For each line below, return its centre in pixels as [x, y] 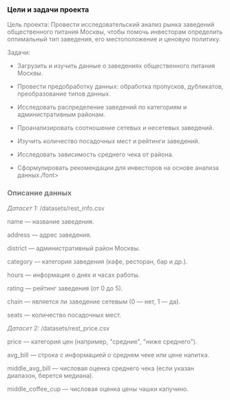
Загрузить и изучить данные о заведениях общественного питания [116, 66]
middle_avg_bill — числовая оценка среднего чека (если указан [101, 368]
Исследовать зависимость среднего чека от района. [95, 155]
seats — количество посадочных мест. [64, 315]
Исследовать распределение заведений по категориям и [102, 107]
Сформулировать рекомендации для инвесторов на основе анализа [118, 168]
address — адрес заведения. [49, 235]
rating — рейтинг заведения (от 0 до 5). [65, 288]
